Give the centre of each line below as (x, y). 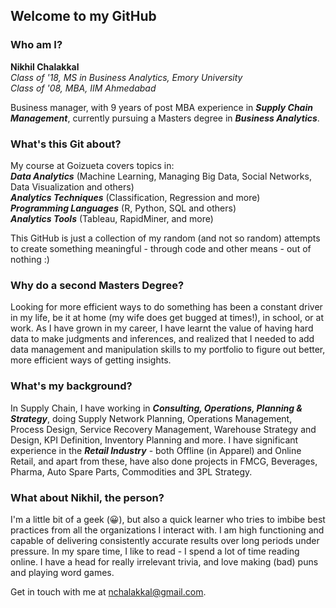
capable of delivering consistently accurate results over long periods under (165, 540)
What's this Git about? (66, 144)
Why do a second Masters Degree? (97, 285)
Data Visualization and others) (72, 186)
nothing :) (30, 259)
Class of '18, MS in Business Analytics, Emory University (126, 77)
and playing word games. (62, 572)
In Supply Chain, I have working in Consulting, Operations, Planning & (156, 408)
